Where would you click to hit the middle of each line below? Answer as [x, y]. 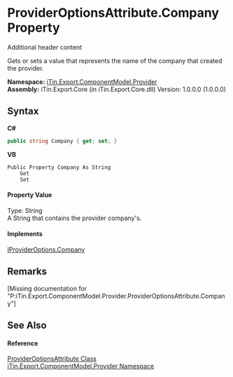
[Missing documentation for [47, 288]
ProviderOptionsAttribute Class [52, 359]
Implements [25, 234]
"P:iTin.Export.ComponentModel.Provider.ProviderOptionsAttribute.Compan [116, 296]
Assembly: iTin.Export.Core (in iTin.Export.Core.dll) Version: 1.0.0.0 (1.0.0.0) [116, 89]
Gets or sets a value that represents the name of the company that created [115, 60]
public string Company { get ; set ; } [62, 141]
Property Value [30, 195]
